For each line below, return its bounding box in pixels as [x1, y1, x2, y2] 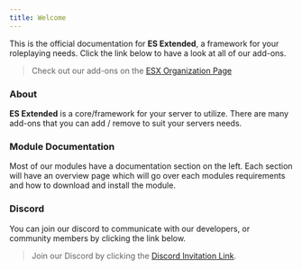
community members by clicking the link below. [9, 232, 187, 244]
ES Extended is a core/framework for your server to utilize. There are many [9, 107, 289, 118]
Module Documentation [9, 140, 115, 153]
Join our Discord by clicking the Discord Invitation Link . [31, 250, 237, 261]
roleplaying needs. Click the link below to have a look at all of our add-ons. [9, 47, 287, 59]
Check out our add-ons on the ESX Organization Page [31, 65, 233, 76]
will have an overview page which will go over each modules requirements [9, 171, 286, 182]
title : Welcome [9, 13, 67, 23]
